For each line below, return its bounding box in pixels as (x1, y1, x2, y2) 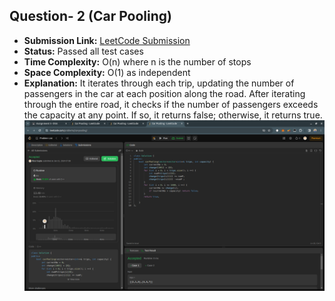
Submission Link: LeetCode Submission (23, 34, 191, 46)
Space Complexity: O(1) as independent (23, 66, 191, 78)
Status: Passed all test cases (23, 45, 144, 57)
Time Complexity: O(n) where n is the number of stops (23, 55, 252, 68)
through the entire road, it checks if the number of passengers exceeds (23, 98, 319, 110)
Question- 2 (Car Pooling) (9, 8, 172, 25)
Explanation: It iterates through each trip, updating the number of (23, 77, 295, 89)
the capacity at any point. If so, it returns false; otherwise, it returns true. (23, 109, 323, 121)
